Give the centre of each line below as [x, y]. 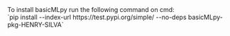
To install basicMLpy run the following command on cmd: [91, 10]
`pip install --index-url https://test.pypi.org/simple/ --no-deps [97, 17]
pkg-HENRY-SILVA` [35, 25]
